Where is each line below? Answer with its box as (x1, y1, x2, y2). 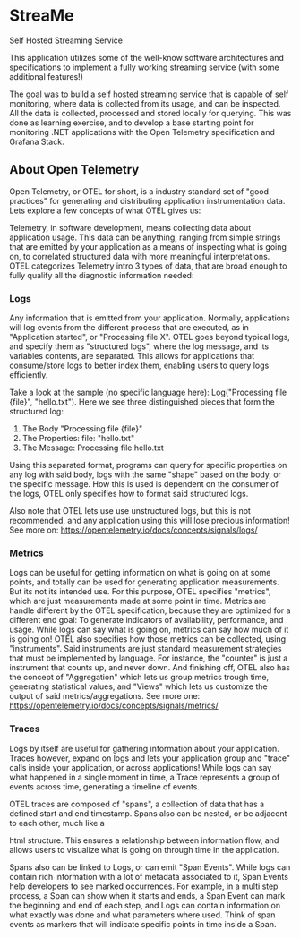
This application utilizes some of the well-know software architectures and (9, 52, 285, 63)
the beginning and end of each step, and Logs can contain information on (9, 900, 280, 910)
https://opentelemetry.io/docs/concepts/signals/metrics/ (9, 700, 219, 712)
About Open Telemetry (9, 162, 140, 177)
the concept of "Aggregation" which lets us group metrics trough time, (9, 672, 270, 683)
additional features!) (9, 71, 83, 81)
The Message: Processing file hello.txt (21, 442, 164, 453)
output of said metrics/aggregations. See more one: (9, 691, 201, 702)
